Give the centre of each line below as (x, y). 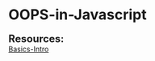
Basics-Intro (29, 49)
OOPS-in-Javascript (77, 15)
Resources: (36, 39)
